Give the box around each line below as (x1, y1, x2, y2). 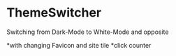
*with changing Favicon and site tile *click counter (6, 41, 152, 49)
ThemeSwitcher (6, 5, 102, 21)
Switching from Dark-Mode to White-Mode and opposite (6, 28, 169, 36)
